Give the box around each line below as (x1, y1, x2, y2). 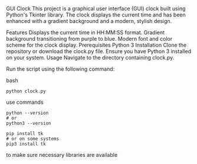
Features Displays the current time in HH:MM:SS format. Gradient (6, 29, 165, 36)
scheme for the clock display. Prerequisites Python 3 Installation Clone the (6, 41, 187, 48)
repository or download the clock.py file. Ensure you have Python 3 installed (6, 48, 192, 55)
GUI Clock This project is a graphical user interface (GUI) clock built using (6, 5, 186, 12)
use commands (6, 99, 44, 106)
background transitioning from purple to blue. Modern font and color (6, 35, 173, 42)
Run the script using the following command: (6, 65, 115, 73)
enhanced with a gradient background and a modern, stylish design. (6, 18, 172, 24)
